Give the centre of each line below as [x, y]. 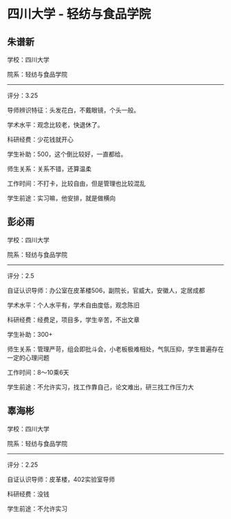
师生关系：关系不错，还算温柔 [49, 169]
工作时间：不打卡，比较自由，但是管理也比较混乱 [76, 183]
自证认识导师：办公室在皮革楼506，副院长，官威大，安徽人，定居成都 [106, 290]
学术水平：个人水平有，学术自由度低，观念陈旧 [73, 305]
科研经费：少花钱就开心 [40, 139]
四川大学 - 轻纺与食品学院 [79, 14]
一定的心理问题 [28, 358]
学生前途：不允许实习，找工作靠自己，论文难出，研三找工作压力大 [100, 386]
